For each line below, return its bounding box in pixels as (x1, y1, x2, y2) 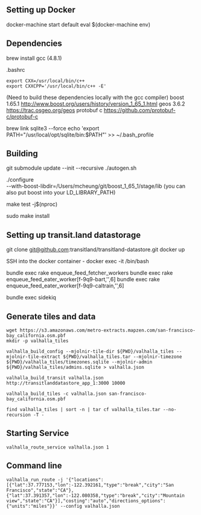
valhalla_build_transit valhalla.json (6, 375, 104, 381)
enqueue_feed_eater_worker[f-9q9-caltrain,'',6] (6, 282, 124, 289)
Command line (6, 461, 62, 471)
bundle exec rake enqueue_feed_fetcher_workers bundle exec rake (6, 269, 173, 277)
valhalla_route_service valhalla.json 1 (6, 444, 110, 450)
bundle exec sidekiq (6, 294, 56, 301)
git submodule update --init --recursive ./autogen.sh (6, 164, 137, 171)
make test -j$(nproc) (6, 200, 58, 208)
